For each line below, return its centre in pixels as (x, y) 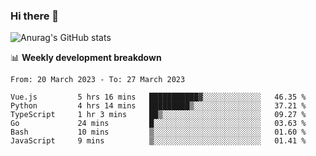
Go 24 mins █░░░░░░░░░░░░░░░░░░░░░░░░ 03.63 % (158, 124)
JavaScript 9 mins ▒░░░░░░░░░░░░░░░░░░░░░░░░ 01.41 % (158, 141)
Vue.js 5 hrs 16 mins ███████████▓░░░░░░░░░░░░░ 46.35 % (158, 97)
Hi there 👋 (35, 16)
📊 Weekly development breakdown (86, 58)
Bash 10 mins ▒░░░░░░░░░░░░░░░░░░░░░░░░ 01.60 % (158, 132)
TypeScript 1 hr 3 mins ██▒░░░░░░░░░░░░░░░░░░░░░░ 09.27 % (158, 115)
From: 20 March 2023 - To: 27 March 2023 (98, 80)
